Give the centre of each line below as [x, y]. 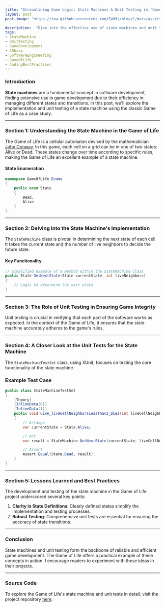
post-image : [17, 19]
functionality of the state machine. [40, 367]
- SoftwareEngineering [28, 55]
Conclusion [19, 539]
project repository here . [29, 599]
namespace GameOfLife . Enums [34, 179]
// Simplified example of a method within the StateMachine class [74, 271]
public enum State [33, 188]
